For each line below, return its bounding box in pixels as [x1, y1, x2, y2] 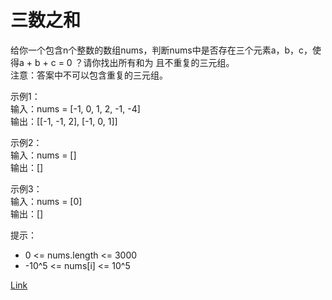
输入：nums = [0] [10, 195, 83, 207]
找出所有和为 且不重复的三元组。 [100, 56, 235, 68]
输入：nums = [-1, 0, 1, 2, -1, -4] [10, 102, 141, 115]
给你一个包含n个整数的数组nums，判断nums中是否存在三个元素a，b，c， [10, 44, 313, 56]
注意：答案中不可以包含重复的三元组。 [10, 69, 168, 81]
